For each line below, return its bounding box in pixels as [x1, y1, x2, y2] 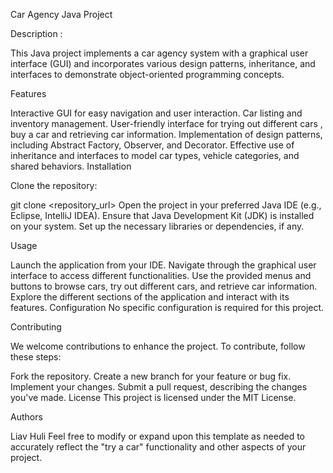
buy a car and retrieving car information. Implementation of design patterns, [10, 129, 323, 140]
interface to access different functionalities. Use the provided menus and [10, 270, 312, 281]
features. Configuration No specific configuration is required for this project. [10, 302, 325, 313]
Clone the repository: [10, 180, 98, 191]
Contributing [10, 321, 62, 333]
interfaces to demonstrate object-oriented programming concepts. [10, 69, 285, 80]
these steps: [10, 351, 62, 363]
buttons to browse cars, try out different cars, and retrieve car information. [10, 280, 318, 292]
